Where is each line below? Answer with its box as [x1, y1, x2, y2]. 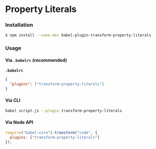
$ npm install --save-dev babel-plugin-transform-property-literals [5, 33, 151, 38]
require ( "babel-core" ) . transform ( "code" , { [5, 130, 98, 135]
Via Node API [5, 119, 34, 125]
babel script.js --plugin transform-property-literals [5, 108, 122, 113]
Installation [5, 22, 34, 29]
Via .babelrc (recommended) [5, 57, 67, 63]
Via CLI [5, 97, 21, 103]
